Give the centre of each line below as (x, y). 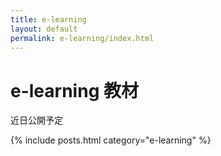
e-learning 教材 (74, 90)
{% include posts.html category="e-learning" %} (111, 140)
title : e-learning (48, 19)
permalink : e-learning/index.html (82, 38)
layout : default (44, 29)
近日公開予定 (36, 120)
